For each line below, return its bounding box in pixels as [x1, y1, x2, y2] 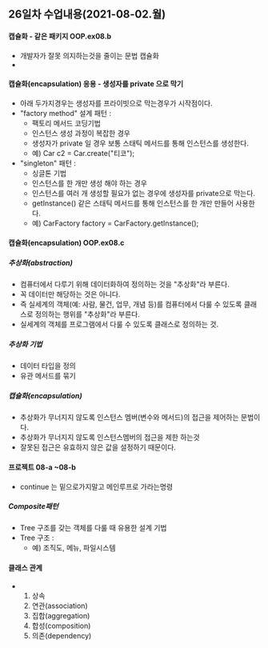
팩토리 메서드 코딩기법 [31, 118, 102, 128]
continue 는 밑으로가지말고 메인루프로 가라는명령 [19, 482, 174, 491]
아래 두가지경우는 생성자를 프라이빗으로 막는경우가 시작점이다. [19, 98, 214, 108]
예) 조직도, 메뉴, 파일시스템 [31, 543, 116, 553]
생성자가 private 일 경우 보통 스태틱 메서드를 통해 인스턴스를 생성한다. [31, 138, 250, 148]
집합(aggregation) [31, 610, 90, 620]
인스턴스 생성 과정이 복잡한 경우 [31, 128, 130, 138]
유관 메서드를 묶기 [19, 371, 76, 381]
